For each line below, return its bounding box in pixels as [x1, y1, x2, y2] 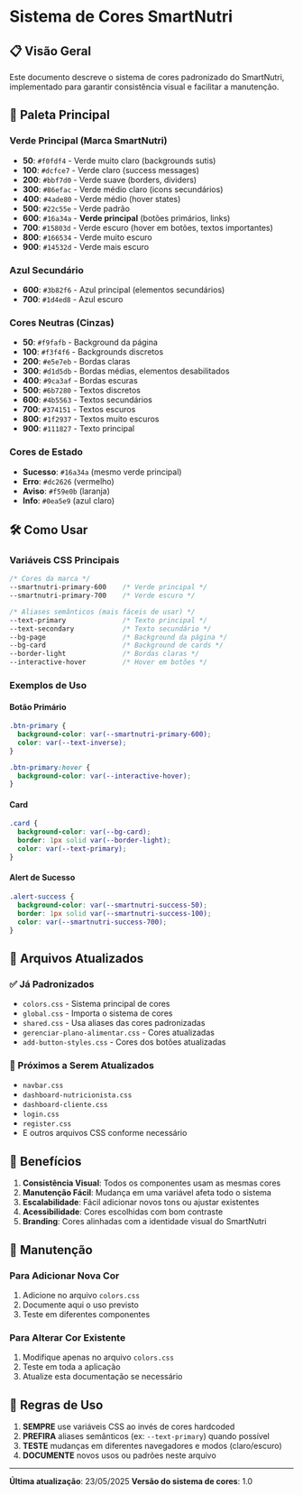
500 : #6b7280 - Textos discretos [22, 385, 142, 396]
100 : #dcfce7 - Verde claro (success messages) [22, 164, 200, 175]
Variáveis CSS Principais [9, 553, 120, 566]
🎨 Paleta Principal [9, 107, 110, 123]
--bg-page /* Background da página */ [9, 632, 228, 641]
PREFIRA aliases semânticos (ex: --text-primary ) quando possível [22, 1431, 271, 1442]
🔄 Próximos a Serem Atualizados [9, 1059, 155, 1072]
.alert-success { [9, 892, 75, 901]
